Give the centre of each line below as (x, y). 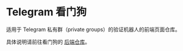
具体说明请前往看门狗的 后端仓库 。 (48, 42)
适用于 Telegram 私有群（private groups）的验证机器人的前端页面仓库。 (93, 29)
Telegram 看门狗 (46, 12)
